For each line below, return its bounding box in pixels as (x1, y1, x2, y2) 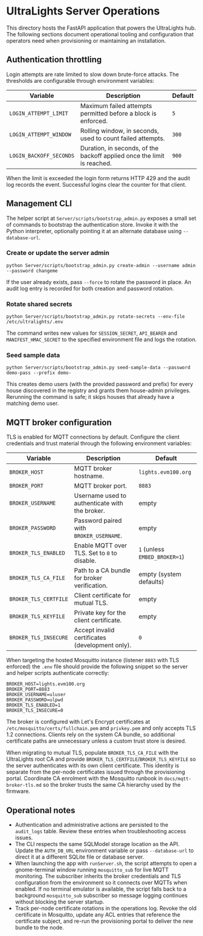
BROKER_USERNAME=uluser (6, 692, 66, 698)
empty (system (138, 570, 181, 578)
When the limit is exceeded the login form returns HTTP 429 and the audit (6, 174, 190, 182)
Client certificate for (74, 591, 131, 599)
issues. (14, 834, 33, 841)
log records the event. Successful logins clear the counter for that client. (6, 181, 187, 188)
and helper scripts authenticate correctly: (6, 670, 109, 677)
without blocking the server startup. (14, 899, 105, 906)
